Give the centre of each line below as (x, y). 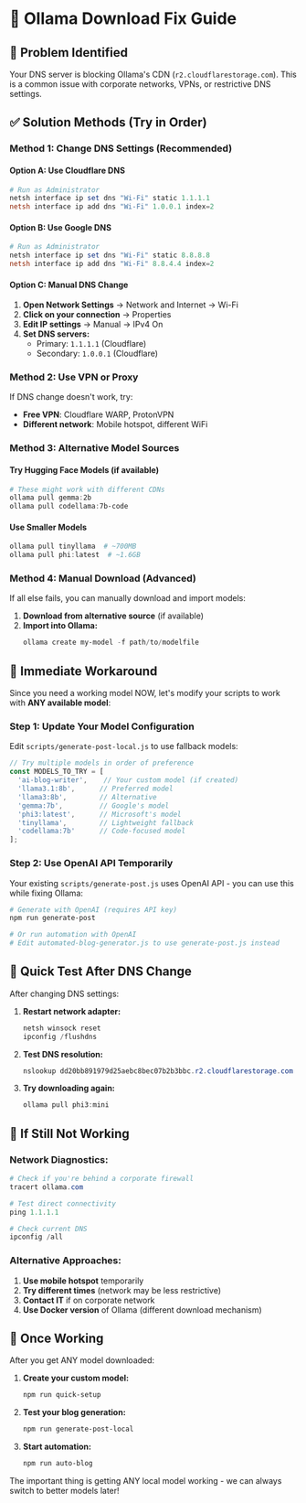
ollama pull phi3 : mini (66, 1105)
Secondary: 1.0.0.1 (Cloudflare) (97, 354)
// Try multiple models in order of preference (102, 763)
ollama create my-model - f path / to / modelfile (111, 643)
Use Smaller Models (48, 527)
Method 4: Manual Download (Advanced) (103, 578)
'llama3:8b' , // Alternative (87, 797)
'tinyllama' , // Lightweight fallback (106, 822)
